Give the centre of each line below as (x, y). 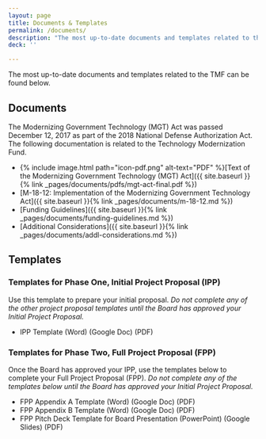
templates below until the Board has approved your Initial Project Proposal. (131, 386)
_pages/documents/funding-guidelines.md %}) (97, 218)
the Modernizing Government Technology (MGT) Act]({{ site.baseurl (131, 176)
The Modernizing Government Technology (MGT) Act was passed (116, 127)
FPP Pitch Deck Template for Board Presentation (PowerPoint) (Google (135, 418)
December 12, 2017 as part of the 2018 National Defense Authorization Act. (131, 135)
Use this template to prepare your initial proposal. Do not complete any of (128, 300)
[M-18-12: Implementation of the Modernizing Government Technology (135, 193)
